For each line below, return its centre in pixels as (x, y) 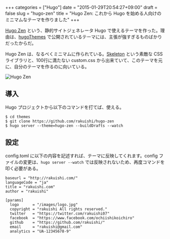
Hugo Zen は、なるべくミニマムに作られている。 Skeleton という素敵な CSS (84, 54)
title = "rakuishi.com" (30, 187)
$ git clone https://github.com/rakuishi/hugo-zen (60, 121)
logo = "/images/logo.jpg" (44, 204)
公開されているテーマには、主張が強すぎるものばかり (107, 37)
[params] (14, 200)
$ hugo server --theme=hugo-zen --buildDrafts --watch (64, 126)
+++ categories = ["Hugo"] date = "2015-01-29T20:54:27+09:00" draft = (81, 7)
